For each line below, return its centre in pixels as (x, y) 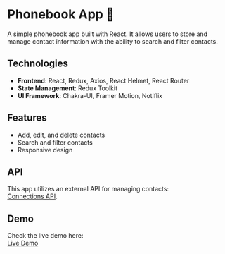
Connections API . (32, 196)
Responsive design (45, 150)
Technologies (38, 64)
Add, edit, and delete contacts (61, 135)
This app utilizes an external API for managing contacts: (88, 189)
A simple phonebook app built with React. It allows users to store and (108, 34)
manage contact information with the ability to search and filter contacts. (112, 41)
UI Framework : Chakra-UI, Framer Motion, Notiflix (90, 95)
